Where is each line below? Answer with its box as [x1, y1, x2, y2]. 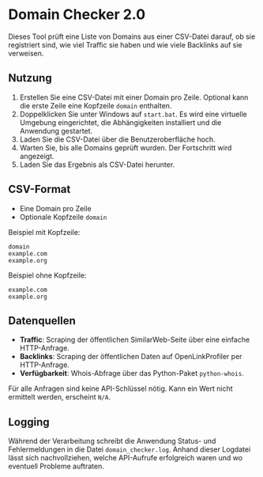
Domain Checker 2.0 [8, 6, 146, 24]
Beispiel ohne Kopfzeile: [8, 271, 87, 280]
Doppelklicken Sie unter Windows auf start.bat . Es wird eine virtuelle [19, 109, 247, 119]
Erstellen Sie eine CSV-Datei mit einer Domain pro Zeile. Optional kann [19, 93, 249, 102]
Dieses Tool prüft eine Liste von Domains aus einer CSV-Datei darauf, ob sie [8, 32, 256, 41]
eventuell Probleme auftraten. [8, 461, 104, 471]
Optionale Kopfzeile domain [19, 212, 107, 221]
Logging [8, 415, 50, 429]
